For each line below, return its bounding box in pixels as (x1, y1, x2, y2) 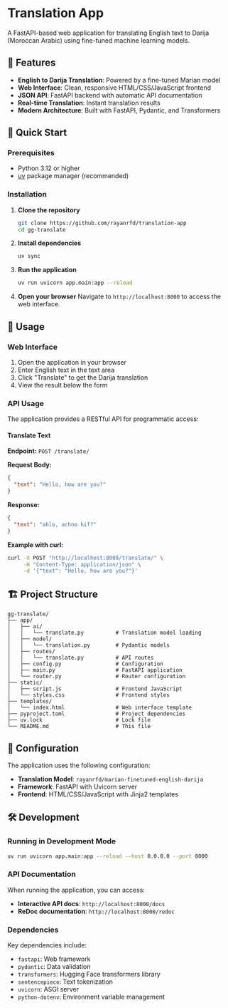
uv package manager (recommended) (17, 172, 129, 180)
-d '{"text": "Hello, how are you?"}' (23, 568, 139, 575)
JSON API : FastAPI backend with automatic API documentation (17, 90, 202, 99)
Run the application (17, 266, 77, 274)
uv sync (17, 253, 40, 260)
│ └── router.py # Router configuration (7, 673, 186, 680)
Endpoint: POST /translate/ (7, 447, 90, 455)
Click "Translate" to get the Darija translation (17, 373, 148, 382)
